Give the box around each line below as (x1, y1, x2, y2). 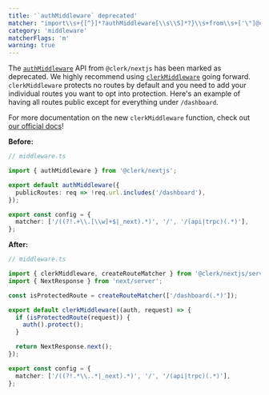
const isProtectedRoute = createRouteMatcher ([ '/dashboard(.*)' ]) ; (8, 291, 239, 300)
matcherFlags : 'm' (8, 34, 70, 42)
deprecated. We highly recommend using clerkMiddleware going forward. (8, 72, 251, 82)
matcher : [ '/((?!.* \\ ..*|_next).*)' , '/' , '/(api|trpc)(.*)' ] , (15, 372, 231, 380)
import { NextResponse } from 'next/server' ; (8, 277, 163, 285)
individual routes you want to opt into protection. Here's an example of (8, 89, 241, 98)
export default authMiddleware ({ (8, 181, 120, 189)
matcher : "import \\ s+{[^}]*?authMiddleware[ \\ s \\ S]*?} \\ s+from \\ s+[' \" (8, 19, 252, 27)
